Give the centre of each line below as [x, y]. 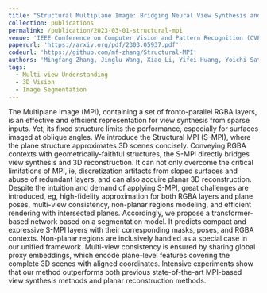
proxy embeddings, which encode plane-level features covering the [119, 256]
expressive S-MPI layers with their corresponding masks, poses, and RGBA [131, 230]
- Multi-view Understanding [62, 75]
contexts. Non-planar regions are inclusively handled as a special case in [128, 238]
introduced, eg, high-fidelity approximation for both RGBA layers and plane [131, 196]
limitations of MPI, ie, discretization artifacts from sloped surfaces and [123, 171]
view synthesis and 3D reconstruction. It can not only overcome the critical [131, 163]
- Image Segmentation [51, 89]
